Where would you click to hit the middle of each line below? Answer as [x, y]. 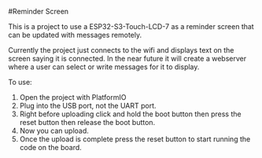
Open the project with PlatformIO [73, 97]
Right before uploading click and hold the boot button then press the [130, 114]
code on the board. [51, 147]
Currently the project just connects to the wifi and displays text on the [121, 50]
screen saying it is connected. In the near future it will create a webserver [127, 59]
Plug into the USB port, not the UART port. [88, 106]
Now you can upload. [54, 130]
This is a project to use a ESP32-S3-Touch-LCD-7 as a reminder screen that [131, 26]
